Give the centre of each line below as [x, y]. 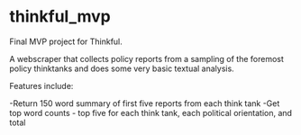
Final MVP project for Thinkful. [66, 41]
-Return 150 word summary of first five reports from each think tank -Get [145, 103]
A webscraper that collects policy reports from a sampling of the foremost [146, 58]
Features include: [41, 85]
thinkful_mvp [60, 17]
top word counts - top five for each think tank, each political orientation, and [151, 112]
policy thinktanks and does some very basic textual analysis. [122, 68]
